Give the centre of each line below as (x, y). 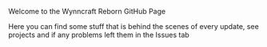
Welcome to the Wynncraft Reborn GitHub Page (87, 11)
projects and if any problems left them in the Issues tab (99, 35)
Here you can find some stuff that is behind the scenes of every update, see (134, 26)
